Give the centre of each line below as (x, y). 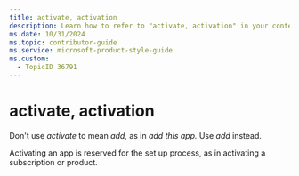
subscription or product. (53, 162)
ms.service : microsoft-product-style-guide (91, 51)
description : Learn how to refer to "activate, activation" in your (139, 26)
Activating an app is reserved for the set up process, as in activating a (137, 153)
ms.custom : (29, 59)
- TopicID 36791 (47, 68)
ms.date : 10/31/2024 (48, 34)
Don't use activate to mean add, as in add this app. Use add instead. (136, 135)
